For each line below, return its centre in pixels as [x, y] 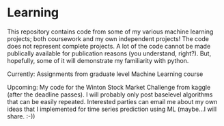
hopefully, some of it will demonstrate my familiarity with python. [98, 60]
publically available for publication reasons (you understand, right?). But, [109, 53]
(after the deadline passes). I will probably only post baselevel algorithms [110, 94]
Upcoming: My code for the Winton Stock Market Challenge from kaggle [109, 87]
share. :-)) [21, 116]
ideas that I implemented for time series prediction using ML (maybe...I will [112, 109]
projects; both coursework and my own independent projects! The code [108, 38]
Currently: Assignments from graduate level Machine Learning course [105, 74]
